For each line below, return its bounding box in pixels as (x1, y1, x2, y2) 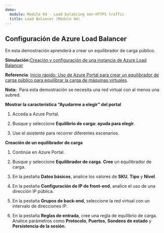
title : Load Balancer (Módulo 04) (9, 16, 80, 21)
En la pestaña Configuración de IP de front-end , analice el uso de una (12, 183, 156, 189)
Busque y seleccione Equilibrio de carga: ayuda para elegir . (12, 121, 135, 127)
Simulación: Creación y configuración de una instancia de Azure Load (5, 57, 147, 63)
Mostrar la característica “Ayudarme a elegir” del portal (5, 101, 122, 107)
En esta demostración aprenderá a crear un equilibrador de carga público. (5, 48, 156, 54)
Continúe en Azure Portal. (12, 149, 65, 155)
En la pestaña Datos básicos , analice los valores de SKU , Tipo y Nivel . (12, 173, 156, 180)
